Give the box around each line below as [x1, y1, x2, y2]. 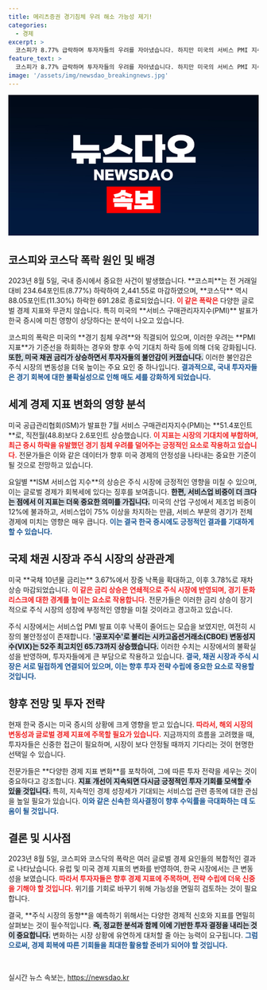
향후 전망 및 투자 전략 [8, 697, 105, 711]
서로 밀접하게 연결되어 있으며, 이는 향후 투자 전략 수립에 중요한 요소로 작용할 [22, 661, 254, 671]
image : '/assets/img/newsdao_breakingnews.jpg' [8, 72, 169, 80]
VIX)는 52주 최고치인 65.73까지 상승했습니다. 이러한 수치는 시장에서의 [17, 641, 236, 651]
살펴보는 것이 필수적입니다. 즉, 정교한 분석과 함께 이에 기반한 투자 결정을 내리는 [8, 921, 250, 930]
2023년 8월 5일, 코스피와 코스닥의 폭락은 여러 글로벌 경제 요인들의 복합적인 [8, 854, 242, 864]
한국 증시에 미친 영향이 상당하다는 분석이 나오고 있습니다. [8, 316, 184, 325]
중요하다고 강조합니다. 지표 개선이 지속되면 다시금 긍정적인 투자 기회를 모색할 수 [8, 776, 252, 786]
